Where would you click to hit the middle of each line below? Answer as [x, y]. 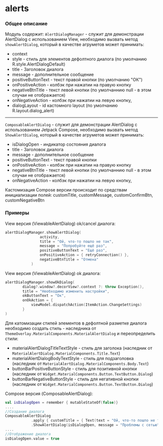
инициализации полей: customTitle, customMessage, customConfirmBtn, [79, 195]
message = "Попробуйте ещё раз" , [73, 246]
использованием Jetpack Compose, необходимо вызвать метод [72, 130]
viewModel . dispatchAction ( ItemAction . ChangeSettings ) [86, 305]
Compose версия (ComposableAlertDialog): [49, 394]
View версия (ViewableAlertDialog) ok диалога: [53, 273]
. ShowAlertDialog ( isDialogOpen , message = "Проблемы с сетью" [95, 425]
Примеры [17, 213]
